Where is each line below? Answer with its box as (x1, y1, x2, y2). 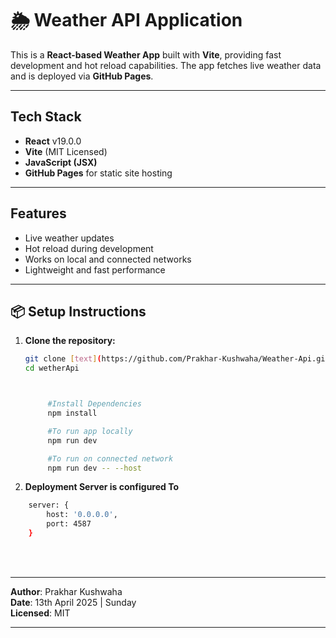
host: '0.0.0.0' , (46, 510, 118, 520)
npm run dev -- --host (47, 463, 142, 473)
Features (10, 205, 67, 222)
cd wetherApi (24, 363, 80, 374)
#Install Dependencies (47, 399, 142, 409)
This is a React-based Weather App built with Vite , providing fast (10, 48, 282, 61)
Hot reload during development (24, 242, 154, 254)
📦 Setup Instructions (10, 303, 147, 320)
